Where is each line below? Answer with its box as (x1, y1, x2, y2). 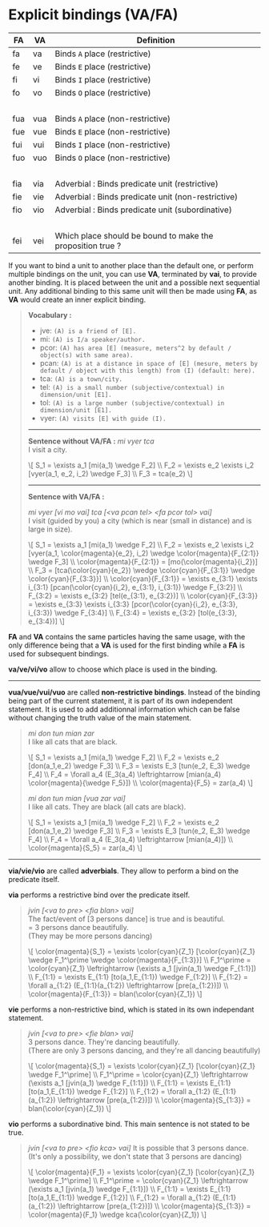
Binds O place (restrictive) (54, 86, 151, 98)
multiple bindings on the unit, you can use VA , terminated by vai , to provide (8, 269, 258, 279)
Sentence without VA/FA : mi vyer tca (27, 436, 155, 446)
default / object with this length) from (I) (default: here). (39, 367, 256, 375)
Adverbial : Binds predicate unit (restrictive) (54, 178, 219, 189)
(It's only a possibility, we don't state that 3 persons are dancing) (27, 1151, 243, 1161)
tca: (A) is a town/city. (39, 374, 123, 383)
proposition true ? (54, 240, 122, 251)
